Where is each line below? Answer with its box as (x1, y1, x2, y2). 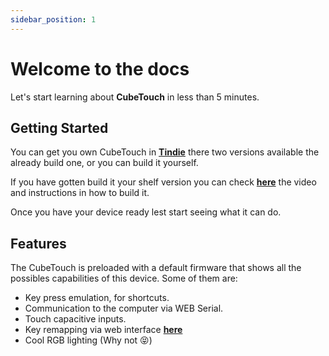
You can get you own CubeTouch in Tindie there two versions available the (10, 146, 320, 158)
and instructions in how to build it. (10, 187, 150, 199)
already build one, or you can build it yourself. (10, 157, 199, 169)
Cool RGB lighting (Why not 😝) (24, 334, 153, 346)
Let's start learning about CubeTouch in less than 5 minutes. (10, 91, 260, 103)
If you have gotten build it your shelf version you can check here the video (10, 176, 317, 188)
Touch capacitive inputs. (24, 313, 127, 325)
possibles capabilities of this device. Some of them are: (10, 272, 238, 285)
